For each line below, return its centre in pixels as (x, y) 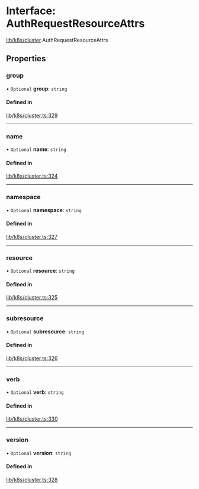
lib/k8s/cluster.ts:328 (32, 479)
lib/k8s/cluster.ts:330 (32, 419)
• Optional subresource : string (45, 332)
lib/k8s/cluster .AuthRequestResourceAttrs (57, 40)
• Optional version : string (39, 453)
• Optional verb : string (35, 392)
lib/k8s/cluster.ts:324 (32, 176)
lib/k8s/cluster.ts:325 (32, 298)
